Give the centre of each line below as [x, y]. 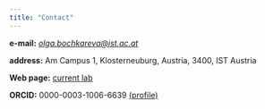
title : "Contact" [42, 17]
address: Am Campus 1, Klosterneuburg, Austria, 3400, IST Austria [133, 60]
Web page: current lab [51, 78]
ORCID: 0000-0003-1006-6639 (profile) [84, 95]
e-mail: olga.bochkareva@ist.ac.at [74, 43]
